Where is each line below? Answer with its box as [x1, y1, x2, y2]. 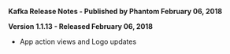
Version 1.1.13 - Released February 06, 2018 [8, 22, 154, 31]
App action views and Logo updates [19, 37, 137, 46]
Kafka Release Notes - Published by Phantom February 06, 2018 [8, 7, 223, 16]
